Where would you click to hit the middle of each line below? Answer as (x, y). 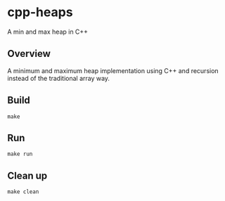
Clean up (27, 175)
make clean (23, 192)
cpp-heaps (40, 12)
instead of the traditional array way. (59, 78)
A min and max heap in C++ (48, 32)
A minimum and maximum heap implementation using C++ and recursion (113, 70)
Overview (29, 54)
